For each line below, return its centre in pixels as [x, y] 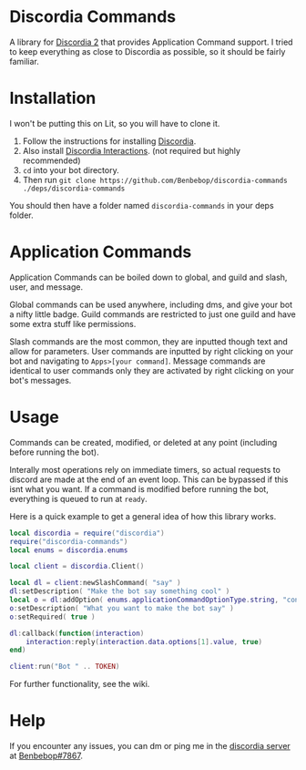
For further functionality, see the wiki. [80, 684]
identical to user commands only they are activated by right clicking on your [152, 370]
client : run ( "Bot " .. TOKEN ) [65, 667]
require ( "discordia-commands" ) [69, 541]
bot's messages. [41, 380]
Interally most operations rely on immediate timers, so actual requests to [145, 469]
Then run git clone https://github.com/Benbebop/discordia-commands [155, 180]
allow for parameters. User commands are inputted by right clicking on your [152, 351]
